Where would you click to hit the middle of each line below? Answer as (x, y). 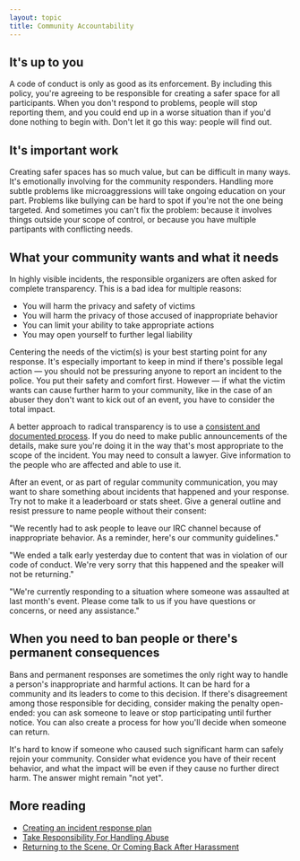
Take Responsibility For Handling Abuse (95, 837)
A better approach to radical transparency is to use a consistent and (135, 426)
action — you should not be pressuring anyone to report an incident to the (146, 371)
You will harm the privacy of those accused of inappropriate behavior (150, 315)
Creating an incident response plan (87, 828)
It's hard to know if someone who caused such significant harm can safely (146, 749)
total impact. (32, 409)
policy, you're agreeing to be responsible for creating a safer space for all (145, 93)
